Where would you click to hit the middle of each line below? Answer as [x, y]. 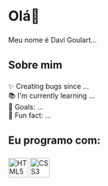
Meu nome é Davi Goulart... [52, 40]
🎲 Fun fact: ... [30, 115]
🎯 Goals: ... [26, 107]
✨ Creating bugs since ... [48, 87]
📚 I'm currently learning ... [52, 96]
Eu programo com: [54, 140]
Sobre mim [35, 65]
